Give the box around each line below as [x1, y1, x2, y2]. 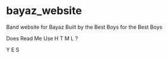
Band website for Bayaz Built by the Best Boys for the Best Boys [6, 23, 163, 30]
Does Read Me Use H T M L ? [6, 35, 78, 42]
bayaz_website [6, 4, 82, 18]
